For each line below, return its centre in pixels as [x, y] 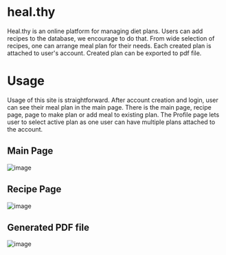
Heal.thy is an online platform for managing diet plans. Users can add [105, 31]
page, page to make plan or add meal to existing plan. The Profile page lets [113, 114]
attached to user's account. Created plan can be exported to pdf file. [104, 53]
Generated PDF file [48, 227]
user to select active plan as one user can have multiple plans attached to [111, 122]
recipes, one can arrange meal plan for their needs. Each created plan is [109, 45]
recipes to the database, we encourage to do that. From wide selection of [111, 38]
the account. [25, 129]
